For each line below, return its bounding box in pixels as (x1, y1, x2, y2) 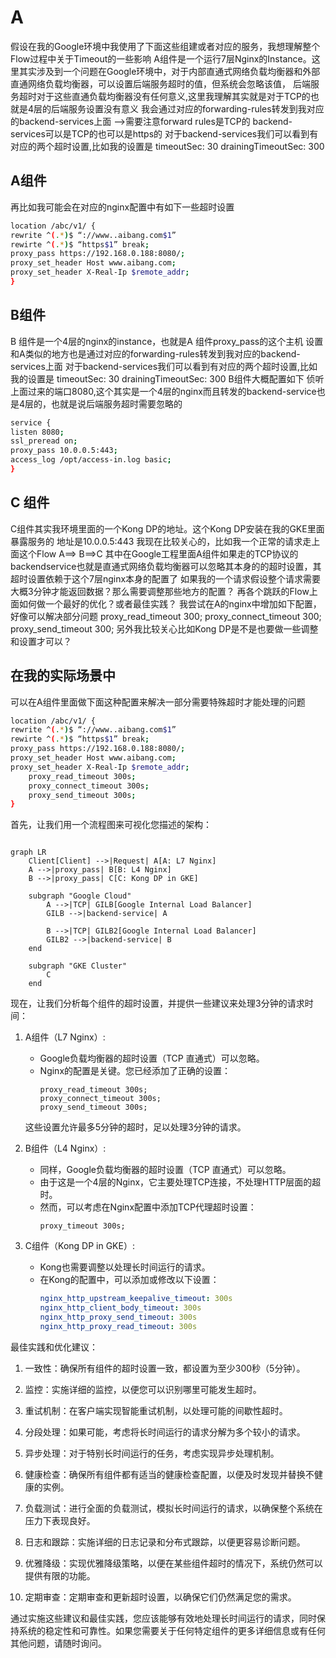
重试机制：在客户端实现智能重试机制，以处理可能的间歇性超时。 (24, 1404, 288, 1416)
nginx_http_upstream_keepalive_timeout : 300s (39, 1294, 233, 1304)
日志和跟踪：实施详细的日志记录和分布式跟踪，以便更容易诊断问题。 (24, 1536, 306, 1548)
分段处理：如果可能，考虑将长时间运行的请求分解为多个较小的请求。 (24, 1426, 306, 1438)
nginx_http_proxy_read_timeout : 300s (39, 1321, 198, 1331)
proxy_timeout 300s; (39, 1221, 126, 1231)
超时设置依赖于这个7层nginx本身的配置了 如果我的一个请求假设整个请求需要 (10, 572, 322, 585)
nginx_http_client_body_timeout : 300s (39, 1303, 202, 1313)
